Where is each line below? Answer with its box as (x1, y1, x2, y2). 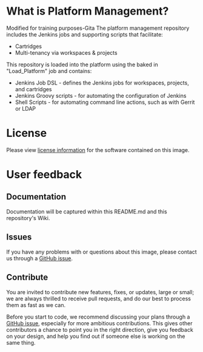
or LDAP (15, 105, 36, 112)
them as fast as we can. (6, 301, 65, 308)
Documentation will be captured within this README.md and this (6, 208, 168, 215)
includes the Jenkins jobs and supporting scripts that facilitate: (6, 30, 164, 38)
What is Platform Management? (6, 4, 169, 18)
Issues (6, 232, 32, 243)
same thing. (6, 339, 36, 346)
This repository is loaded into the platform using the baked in (6, 61, 159, 68)
